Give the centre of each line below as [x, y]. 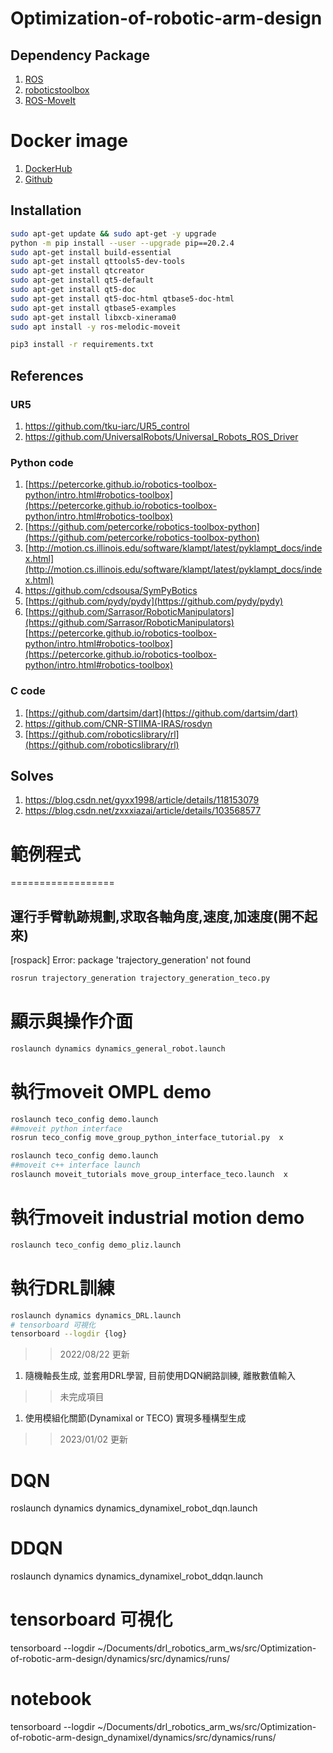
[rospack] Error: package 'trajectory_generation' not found [131, 960]
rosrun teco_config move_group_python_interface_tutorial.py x [147, 1138]
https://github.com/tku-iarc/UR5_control [107, 426]
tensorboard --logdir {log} [69, 1334]
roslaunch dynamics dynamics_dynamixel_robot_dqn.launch [134, 1508]
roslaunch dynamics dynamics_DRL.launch [96, 1315]
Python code [42, 462]
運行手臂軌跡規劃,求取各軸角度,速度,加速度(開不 [157, 916]
